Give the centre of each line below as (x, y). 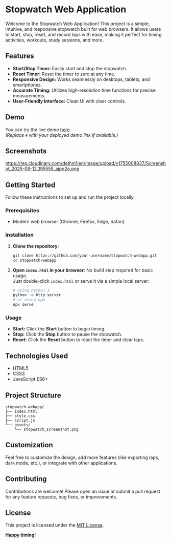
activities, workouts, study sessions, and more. (55, 40)
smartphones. (27, 85)
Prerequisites (22, 211)
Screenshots (26, 151)
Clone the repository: (36, 246)
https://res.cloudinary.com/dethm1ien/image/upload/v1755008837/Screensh (86, 163)
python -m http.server (37, 295)
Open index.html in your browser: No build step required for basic (83, 270)
